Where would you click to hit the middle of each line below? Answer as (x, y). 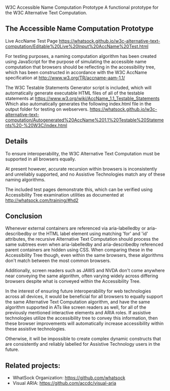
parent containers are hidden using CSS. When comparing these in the (79, 250)
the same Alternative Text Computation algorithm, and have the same (78, 302)
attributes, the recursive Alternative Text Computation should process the (82, 239)
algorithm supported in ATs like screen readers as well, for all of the (76, 307)
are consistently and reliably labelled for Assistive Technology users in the (83, 344)
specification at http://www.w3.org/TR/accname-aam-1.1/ (65, 78)
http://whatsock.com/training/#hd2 (42, 200)
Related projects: (33, 365)
